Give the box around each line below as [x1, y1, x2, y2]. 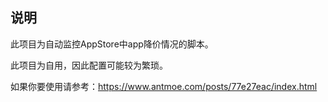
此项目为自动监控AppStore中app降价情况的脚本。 [10, 38, 214, 50]
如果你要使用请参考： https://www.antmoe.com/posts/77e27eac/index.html [10, 80, 318, 92]
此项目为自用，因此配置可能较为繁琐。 [10, 59, 168, 71]
